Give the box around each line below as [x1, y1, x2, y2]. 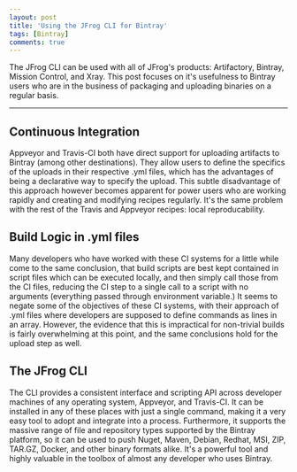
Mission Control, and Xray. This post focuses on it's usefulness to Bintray [9, 72, 276, 82]
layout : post [9, 12, 57, 22]
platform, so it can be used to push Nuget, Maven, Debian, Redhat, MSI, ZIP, [9, 434, 286, 445]
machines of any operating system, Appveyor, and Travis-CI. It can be [9, 396, 263, 407]
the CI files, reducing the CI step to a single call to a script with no [9, 281, 249, 292]
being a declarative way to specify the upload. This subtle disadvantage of [9, 176, 281, 187]
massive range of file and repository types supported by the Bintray [9, 424, 256, 435]
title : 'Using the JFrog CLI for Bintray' [9, 21, 168, 30]
